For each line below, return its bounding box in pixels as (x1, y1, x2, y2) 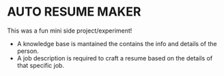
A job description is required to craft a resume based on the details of (16, 54, 213, 62)
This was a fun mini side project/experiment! (7, 26, 132, 35)
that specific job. (16, 61, 65, 69)
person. (16, 47, 39, 55)
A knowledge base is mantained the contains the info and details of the (16, 39, 217, 47)
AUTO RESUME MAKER (7, 4, 141, 20)
